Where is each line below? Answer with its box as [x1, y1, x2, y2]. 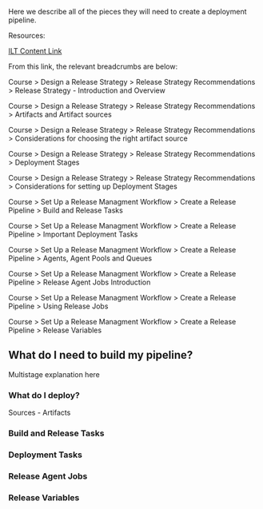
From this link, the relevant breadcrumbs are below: [8, 62, 178, 71]
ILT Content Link [8, 46, 62, 55]
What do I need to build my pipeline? [8, 348, 193, 362]
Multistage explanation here [8, 369, 100, 379]
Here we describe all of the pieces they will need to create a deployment [8, 7, 247, 16]
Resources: [8, 31, 46, 40]
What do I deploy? [8, 389, 80, 400]
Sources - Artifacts [8, 408, 71, 418]
